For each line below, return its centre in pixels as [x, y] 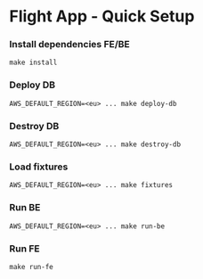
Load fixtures [39, 167]
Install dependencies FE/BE [70, 45]
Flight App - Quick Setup [102, 16]
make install [33, 63]
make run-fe [31, 267]
